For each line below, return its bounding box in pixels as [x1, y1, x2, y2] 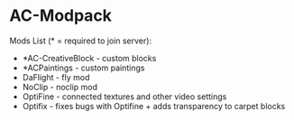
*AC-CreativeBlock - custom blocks [22, 52, 157, 63]
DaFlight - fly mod [22, 71, 90, 82]
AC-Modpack [9, 5, 113, 26]
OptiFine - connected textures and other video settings [22, 91, 227, 102]
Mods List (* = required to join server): [9, 35, 152, 46]
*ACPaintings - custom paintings [22, 62, 145, 73]
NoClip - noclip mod [22, 81, 97, 92]
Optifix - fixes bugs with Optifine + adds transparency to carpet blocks [22, 100, 286, 111]
